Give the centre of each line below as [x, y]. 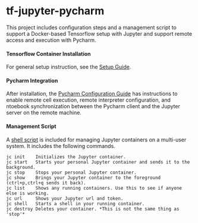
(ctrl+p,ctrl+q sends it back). [46, 183]
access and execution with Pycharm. [51, 40]
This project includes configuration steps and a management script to [91, 27]
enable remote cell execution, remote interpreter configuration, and [89, 100]
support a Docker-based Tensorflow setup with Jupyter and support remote [99, 33]
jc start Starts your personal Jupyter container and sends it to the [98, 162]
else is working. [28, 193]
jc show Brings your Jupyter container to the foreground [84, 178]
